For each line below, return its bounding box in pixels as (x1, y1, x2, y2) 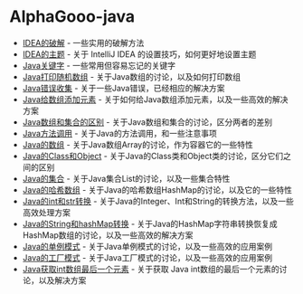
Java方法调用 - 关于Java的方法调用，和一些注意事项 (22, 128, 217, 138)
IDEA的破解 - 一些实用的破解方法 (22, 37, 145, 48)
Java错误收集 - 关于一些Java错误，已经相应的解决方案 (22, 82, 225, 93)
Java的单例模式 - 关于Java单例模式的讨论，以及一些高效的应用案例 (22, 241, 273, 251)
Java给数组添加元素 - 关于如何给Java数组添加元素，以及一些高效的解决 (22, 93, 289, 105)
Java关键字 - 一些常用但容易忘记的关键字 (22, 60, 176, 71)
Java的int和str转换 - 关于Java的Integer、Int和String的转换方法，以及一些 (22, 195, 294, 206)
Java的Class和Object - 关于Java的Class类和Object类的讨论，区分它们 (22, 150, 284, 161)
